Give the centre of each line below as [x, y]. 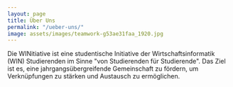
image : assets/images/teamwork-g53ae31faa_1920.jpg [85, 34]
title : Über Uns [31, 21]
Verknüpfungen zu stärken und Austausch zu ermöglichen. [94, 76]
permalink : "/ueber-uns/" [45, 27]
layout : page [27, 14]
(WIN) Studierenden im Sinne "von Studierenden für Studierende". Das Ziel [116, 62]
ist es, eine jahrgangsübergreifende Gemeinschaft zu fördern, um [103, 69]
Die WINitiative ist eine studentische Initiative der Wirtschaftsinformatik [111, 54]
